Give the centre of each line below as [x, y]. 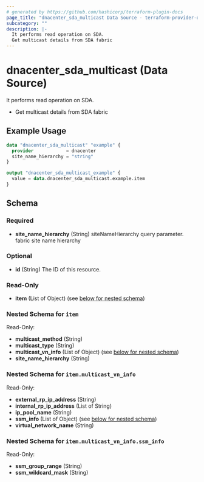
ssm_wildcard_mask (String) [52, 473]
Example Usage [36, 131]
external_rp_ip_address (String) [56, 399]
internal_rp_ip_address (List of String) [63, 406]
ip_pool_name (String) [43, 412]
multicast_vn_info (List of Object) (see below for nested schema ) [97, 352]
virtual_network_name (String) [54, 425]
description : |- [27, 29]
